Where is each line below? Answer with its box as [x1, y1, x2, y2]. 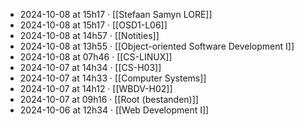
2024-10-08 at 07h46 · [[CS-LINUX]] [19, 51, 173, 63]
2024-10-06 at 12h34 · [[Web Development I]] [19, 104, 210, 116]
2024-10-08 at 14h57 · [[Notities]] [19, 30, 160, 41]
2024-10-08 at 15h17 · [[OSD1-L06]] [19, 19, 168, 31]
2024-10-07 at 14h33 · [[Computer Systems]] [19, 72, 207, 84]
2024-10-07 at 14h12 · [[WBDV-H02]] [19, 83, 173, 94]
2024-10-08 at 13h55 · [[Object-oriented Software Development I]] [19, 40, 295, 52]
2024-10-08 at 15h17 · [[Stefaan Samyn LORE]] [19, 9, 213, 20]
